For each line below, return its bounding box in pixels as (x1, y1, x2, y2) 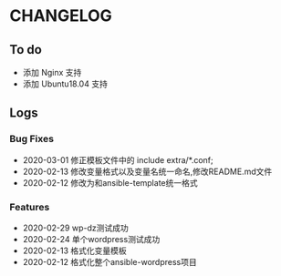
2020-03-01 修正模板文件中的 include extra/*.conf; (22, 154, 214, 165)
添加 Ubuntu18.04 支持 (22, 78, 108, 89)
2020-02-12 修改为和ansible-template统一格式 (22, 177, 198, 188)
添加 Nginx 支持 (22, 67, 82, 77)
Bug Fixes (9, 133, 55, 146)
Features (9, 200, 50, 213)
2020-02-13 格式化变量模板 (22, 245, 128, 256)
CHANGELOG (9, 5, 112, 26)
